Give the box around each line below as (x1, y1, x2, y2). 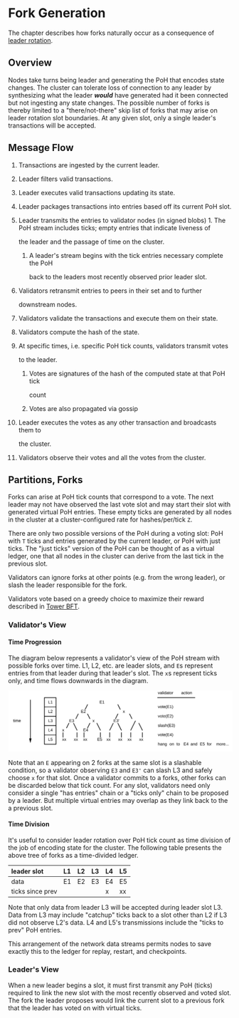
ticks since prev (11, 887, 58, 895)
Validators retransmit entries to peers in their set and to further (18, 286, 202, 295)
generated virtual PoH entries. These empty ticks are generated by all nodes (8, 508, 232, 516)
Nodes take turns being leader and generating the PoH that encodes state (8, 76, 225, 84)
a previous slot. (8, 804, 53, 812)
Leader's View (8, 965, 59, 975)
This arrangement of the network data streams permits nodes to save (8, 939, 212, 948)
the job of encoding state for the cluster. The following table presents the (8, 843, 223, 852)
